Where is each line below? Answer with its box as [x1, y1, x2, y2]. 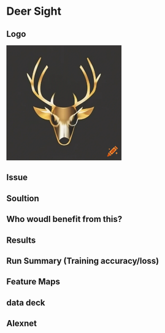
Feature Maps [6, 277, 60, 287]
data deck [6, 297, 45, 308]
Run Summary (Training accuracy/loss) [6, 256, 159, 266]
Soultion [6, 193, 40, 204]
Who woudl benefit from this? [6, 214, 123, 224]
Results [6, 235, 36, 245]
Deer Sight [6, 4, 61, 18]
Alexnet [6, 318, 37, 329]
